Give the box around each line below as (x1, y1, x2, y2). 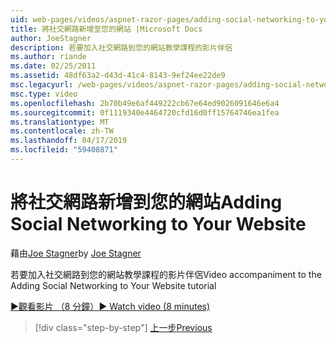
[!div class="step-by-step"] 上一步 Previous (34, 321, 213, 333)
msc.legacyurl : (10, 80, 74, 90)
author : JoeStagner (10, 33, 92, 43)
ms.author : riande (10, 52, 87, 62)
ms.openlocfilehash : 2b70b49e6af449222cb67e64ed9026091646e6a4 (10, 98, 280, 108)
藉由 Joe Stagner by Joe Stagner (10, 247, 142, 259)
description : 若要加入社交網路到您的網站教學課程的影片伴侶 (10, 42, 233, 53)
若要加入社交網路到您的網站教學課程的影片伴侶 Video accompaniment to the (10, 268, 322, 280)
